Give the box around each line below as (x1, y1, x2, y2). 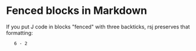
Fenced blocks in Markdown (6, 4, 148, 17)
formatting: (6, 29, 34, 36)
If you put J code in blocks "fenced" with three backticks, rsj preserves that (6, 23, 190, 30)
